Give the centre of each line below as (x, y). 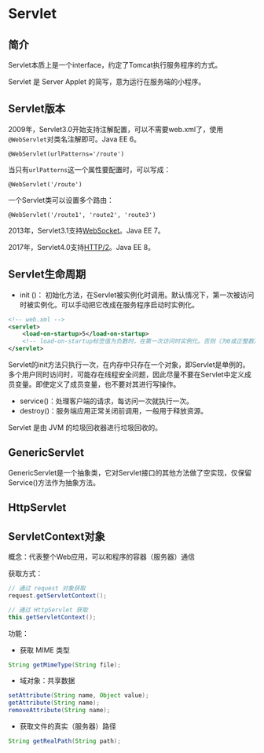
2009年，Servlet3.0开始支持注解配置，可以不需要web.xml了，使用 (116, 129)
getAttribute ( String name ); (54, 703)
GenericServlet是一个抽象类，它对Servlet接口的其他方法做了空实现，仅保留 (130, 472)
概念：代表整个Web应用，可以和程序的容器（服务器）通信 (101, 557)
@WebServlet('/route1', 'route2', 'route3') (82, 215)
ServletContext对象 (57, 536)
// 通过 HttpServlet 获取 (48, 610)
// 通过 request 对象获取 (47, 589)
